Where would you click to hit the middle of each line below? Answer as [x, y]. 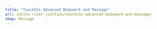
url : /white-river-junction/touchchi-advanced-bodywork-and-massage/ [79, 14]
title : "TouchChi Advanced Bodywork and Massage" [58, 10]
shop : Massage [20, 19]
